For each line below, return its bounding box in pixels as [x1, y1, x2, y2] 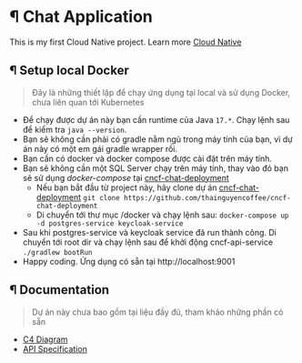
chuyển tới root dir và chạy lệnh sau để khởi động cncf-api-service [22, 237, 274, 247]
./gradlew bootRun [22, 247, 93, 257]
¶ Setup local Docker [9, 63, 129, 78]
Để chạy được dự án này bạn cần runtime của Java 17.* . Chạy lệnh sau [22, 114, 290, 125]
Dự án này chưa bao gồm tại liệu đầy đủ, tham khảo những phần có [31, 307, 284, 318]
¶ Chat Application [9, 6, 153, 27]
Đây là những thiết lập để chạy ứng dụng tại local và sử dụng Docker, [31, 86, 291, 97]
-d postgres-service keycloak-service [35, 218, 184, 228]
